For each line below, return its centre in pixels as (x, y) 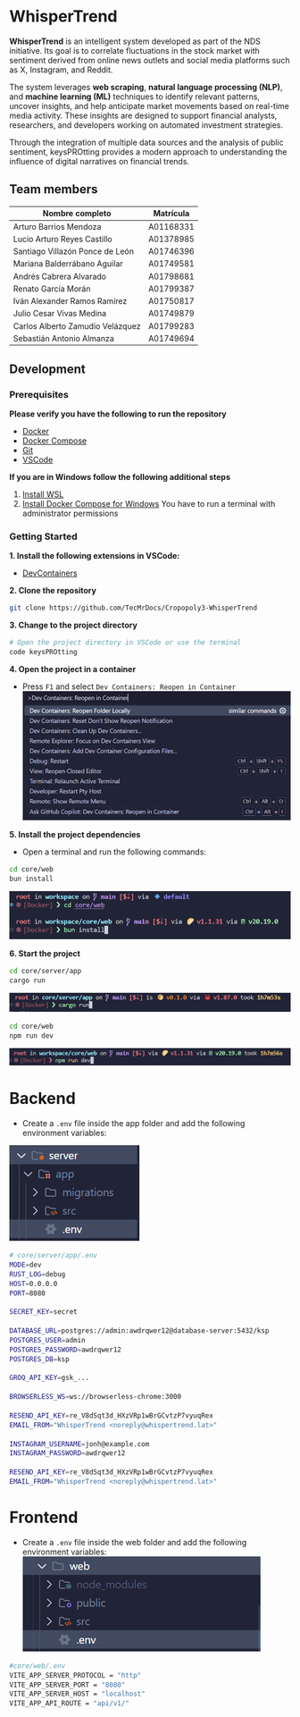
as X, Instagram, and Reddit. (61, 70)
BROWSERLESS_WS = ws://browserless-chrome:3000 (95, 1397)
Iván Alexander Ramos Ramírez (70, 301)
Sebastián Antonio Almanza (63, 338)
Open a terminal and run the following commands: (114, 852)
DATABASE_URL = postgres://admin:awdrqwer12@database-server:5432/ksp (139, 1331)
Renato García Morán (52, 289)
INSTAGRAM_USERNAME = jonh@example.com (79, 1444)
